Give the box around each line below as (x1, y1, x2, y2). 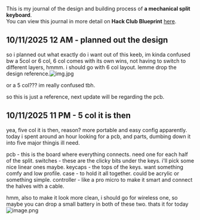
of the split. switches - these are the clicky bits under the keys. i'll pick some (6, 157, 195, 164)
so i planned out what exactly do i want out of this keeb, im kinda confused (6, 51, 191, 58)
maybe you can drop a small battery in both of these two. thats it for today (6, 200, 189, 207)
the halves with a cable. (6, 182, 64, 190)
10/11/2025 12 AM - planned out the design (6, 35, 168, 45)
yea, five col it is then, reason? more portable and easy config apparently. (6, 126, 187, 133)
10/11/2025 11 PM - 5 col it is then (6, 111, 131, 121)
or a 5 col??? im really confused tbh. (6, 81, 96, 88)
